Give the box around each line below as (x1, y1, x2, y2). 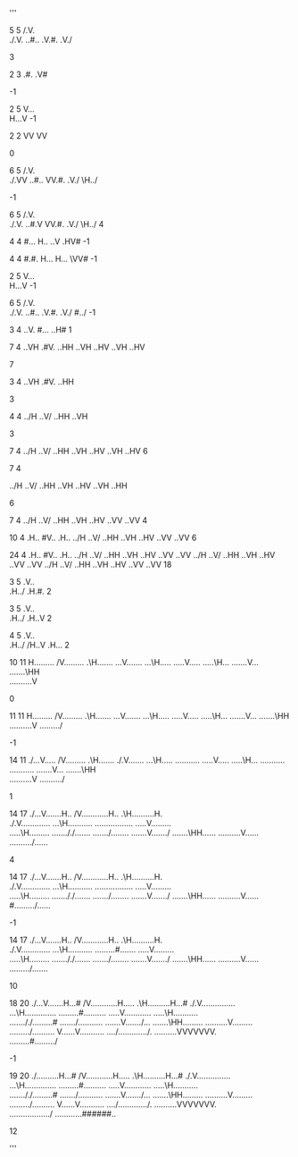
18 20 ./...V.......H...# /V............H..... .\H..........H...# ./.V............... (9, 998, 236, 1009)
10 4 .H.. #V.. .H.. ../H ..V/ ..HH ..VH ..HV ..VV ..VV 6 (9, 532, 197, 543)
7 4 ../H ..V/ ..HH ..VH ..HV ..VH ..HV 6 (9, 446, 149, 456)
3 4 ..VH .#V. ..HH (9, 376, 74, 387)
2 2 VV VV (9, 131, 47, 141)
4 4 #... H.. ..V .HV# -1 (9, 236, 90, 247)
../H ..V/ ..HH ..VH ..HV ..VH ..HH (9, 480, 128, 491)
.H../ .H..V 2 (9, 612, 53, 623)
